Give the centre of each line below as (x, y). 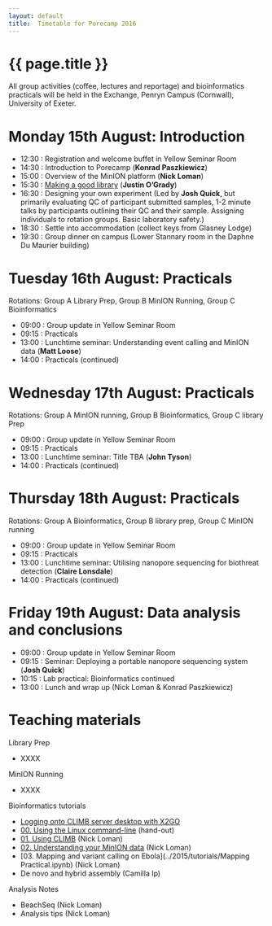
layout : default (36, 16)
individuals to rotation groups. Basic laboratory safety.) (112, 220)
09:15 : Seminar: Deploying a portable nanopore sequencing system (134, 662)
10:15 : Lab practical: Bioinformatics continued (97, 679)
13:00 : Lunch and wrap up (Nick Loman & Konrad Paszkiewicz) (127, 688)
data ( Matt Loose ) (50, 352)
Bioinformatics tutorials (47, 806)
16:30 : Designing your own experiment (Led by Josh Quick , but (127, 194)
